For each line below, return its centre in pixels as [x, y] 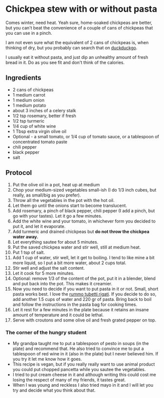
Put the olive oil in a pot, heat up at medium [56, 184]
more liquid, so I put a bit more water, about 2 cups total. [69, 263]
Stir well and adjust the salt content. [49, 268]
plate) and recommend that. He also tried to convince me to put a [78, 348]
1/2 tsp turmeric [28, 121]
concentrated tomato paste [40, 142]
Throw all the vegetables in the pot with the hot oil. [63, 200]
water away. [25, 237]
